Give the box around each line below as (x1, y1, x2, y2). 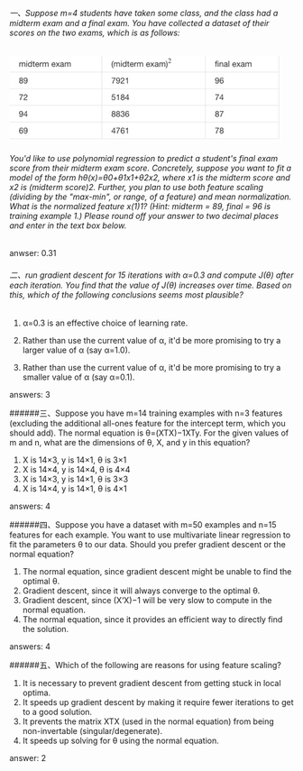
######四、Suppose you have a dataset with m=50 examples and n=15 (9, 519, 277, 530)
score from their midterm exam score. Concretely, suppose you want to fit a (9, 162, 291, 173)
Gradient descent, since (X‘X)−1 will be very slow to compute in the (22, 594, 272, 605)
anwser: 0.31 (9, 248, 57, 259)
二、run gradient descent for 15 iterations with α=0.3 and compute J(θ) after (9, 270, 294, 280)
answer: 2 (9, 752, 47, 763)
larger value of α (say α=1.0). (22, 344, 131, 355)
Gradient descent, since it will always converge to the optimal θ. (22, 585, 261, 596)
